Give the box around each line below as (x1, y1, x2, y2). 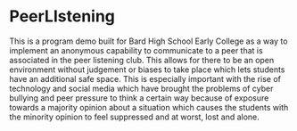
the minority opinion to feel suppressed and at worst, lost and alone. (9, 111, 260, 122)
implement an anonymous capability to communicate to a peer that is (9, 45, 263, 55)
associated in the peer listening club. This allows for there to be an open (9, 54, 275, 65)
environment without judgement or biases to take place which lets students (9, 64, 285, 75)
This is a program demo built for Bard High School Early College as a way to (9, 36, 288, 46)
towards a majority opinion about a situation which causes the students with (9, 102, 289, 112)
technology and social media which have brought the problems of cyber (9, 83, 274, 94)
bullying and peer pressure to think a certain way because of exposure (9, 92, 269, 103)
